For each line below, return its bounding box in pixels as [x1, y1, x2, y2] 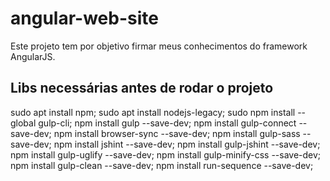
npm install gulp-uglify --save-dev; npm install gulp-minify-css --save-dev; [10, 148, 322, 161]
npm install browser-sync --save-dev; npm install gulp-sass [53, 127, 301, 139]
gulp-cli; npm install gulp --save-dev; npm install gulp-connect [38, 117, 297, 129]
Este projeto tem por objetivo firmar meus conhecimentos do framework [10, 40, 308, 52]
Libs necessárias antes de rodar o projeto [10, 80, 274, 97]
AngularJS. [10, 50, 56, 62]
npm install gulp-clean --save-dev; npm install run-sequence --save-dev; [10, 159, 314, 171]
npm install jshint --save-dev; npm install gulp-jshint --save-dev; [53, 138, 321, 150]
